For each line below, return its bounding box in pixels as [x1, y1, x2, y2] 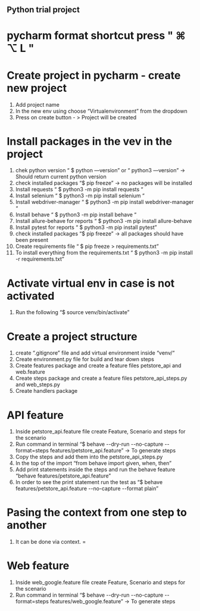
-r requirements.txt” [15, 256, 64, 263]
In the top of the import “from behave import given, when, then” [15, 460, 172, 467]
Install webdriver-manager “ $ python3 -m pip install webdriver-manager [15, 199, 194, 206]
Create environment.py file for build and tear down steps [15, 356, 154, 363]
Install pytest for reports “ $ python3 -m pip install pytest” [15, 224, 157, 231]
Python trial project [7, 5, 80, 15]
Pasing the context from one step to [7, 506, 187, 519]
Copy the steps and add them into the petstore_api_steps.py [15, 453, 163, 461]
